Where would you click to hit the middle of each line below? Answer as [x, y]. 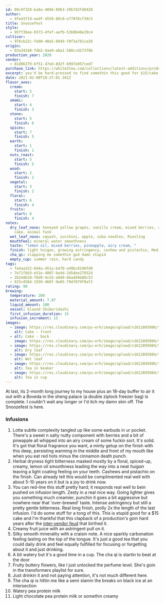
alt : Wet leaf [28, 359]
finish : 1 [24, 150]
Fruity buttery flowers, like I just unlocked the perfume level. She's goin [84, 565]
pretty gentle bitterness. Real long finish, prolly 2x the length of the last [84, 508]
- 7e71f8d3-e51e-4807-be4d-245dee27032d [51, 273]
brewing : [14, 291]
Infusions [17, 419]
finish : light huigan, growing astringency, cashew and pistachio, [80, 250]
